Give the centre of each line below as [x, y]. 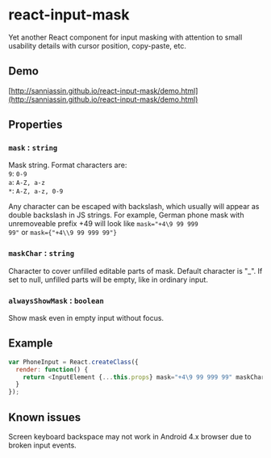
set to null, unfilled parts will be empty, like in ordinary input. [108, 279]
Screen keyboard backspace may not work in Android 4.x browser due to [130, 437]
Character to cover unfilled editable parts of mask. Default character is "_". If [135, 271]
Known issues [45, 417]
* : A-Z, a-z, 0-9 [36, 191]
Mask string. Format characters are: [68, 165]
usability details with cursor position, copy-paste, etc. [98, 45]
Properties [35, 125]
